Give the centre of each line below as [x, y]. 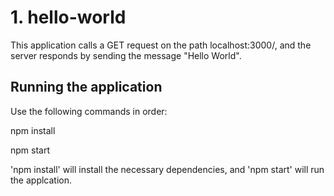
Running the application [86, 87]
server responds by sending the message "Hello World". [126, 55]
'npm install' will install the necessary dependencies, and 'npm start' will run [167, 169]
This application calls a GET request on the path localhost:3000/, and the [161, 45]
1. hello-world [68, 17]
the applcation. [41, 180]
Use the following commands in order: [89, 111]
